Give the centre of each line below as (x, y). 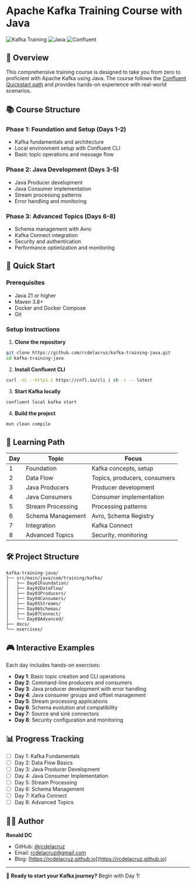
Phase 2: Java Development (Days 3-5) (63, 170)
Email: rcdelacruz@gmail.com (50, 852)
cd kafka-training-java (35, 358)
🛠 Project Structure (43, 556)
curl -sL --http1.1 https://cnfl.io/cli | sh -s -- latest (79, 380)
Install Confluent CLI (40, 369)
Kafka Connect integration (46, 235)
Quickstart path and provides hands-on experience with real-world (86, 84)
